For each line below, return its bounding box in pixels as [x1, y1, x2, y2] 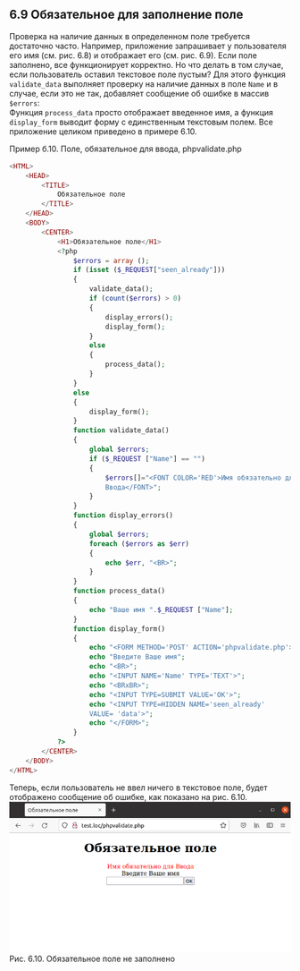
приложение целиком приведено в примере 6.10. [9, 125, 198, 137]
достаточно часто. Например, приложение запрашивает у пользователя [9, 40, 287, 51]
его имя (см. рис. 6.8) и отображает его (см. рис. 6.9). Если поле [9, 49, 257, 61]
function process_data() [72, 586, 166, 596]
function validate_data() [72, 426, 170, 435]
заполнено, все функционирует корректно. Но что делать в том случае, [9, 59, 284, 70]
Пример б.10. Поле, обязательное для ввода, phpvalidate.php [9, 143, 243, 154]
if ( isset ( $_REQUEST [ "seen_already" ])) [72, 266, 226, 275]
